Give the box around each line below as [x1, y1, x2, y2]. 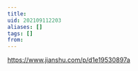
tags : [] [7, 30, 33, 37]
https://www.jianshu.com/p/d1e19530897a [7, 56, 131, 64]
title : [7, 10, 27, 18]
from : [7, 37, 23, 44]
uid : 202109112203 [7, 17, 62, 24]
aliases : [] [7, 23, 42, 30]
